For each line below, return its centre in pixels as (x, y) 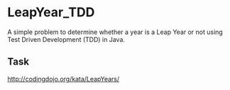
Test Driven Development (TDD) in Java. (66, 39)
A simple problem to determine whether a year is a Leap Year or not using (115, 32)
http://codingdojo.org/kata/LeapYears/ (64, 79)
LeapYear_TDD (51, 12)
